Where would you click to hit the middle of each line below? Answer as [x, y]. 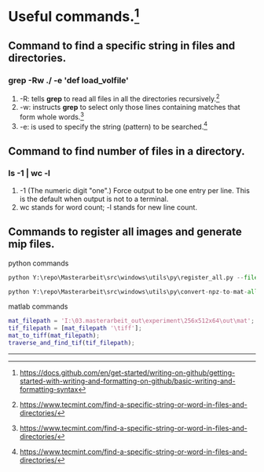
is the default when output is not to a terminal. [94, 199]
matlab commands [38, 306]
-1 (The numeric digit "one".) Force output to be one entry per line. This [134, 190]
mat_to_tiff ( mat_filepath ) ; [54, 336]
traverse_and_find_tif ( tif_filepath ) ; [71, 343]
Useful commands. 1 [74, 15]
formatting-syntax [49, 389]
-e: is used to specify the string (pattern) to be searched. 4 [114, 126]
